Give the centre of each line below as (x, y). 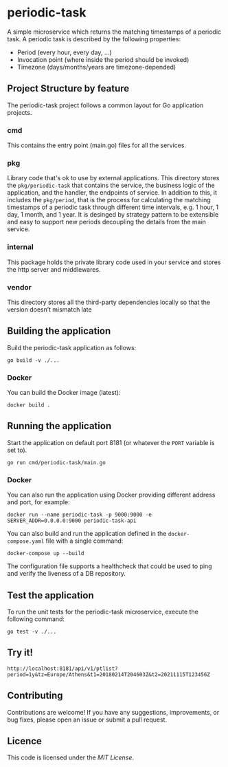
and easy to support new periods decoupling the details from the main (106, 222)
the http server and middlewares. (54, 269)
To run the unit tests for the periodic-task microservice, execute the (103, 612)
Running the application (59, 426)
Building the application (59, 331)
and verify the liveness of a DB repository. (66, 574)
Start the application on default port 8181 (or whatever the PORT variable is (111, 442)
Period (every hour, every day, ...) (64, 52)
